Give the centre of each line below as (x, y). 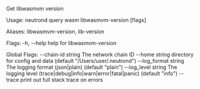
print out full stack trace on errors (61, 80)
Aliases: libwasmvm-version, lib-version (55, 31)
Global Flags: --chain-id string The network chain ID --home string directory (100, 55)
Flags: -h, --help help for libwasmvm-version (61, 43)
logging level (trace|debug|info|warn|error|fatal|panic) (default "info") (92, 73)
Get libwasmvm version (35, 9)
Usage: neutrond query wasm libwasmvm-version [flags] (76, 20)
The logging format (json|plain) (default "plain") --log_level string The (92, 67)
